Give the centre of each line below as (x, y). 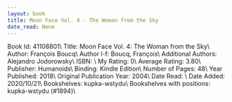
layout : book (26, 14)
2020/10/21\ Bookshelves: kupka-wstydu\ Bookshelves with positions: (109, 84)
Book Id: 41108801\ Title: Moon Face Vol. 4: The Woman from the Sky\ (109, 47)
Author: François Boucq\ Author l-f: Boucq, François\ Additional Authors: (112, 54)
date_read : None (31, 27)
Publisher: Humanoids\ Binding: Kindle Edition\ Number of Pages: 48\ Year (115, 69)
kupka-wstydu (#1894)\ (41, 91)
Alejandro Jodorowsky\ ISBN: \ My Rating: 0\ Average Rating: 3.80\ (104, 61)
